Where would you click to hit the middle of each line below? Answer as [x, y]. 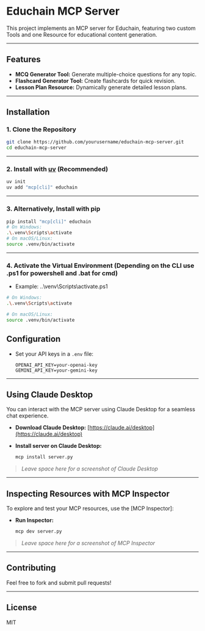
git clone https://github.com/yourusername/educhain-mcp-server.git [95, 142]
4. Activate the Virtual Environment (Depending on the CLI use [100, 265]
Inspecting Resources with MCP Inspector [88, 493]
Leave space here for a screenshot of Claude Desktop [90, 469]
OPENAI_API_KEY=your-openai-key [56, 365]
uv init [16, 182]
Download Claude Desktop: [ [52, 428]
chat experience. [27, 416]
